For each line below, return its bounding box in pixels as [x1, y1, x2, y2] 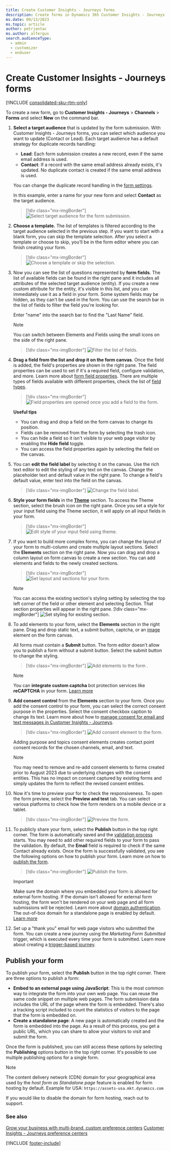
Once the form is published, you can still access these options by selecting [6, 1044, 162, 1050]
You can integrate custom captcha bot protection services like [13, 682, 145, 689]
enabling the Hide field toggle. [20, 441, 85, 447]
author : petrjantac [6, 26, 47, 32]
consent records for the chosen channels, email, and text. [13, 745, 134, 751]
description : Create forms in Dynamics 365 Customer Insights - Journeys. [6, 12, 167, 17]
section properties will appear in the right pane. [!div [13, 606, 123, 612]
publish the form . [13, 859, 49, 865]
